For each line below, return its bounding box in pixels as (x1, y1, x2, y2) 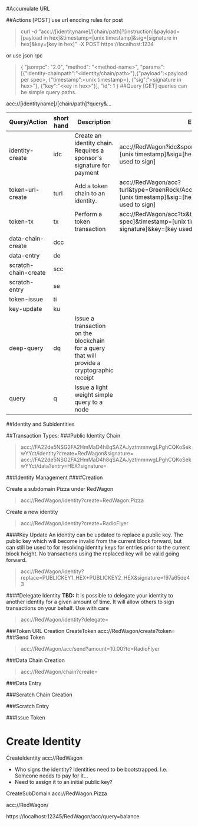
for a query (74, 344, 105, 352)
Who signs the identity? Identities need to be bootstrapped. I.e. (14, 766, 168, 773)
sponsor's (74, 154, 103, 162)
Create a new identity (6, 509, 58, 515)
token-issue (9, 295, 43, 303)
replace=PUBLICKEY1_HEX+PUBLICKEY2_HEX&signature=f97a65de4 (20, 574, 190, 581)
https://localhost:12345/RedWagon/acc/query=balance (6, 812, 140, 819)
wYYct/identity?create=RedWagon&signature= (20, 450, 134, 457)
